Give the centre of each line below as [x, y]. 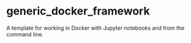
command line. [25, 34]
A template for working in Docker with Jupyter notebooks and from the [95, 28]
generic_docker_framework [78, 11]
